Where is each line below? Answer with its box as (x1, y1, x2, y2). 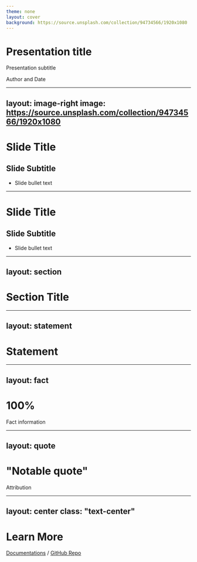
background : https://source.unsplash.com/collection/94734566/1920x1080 (6, 19, 188, 25)
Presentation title (6, 45, 92, 58)
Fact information (6, 418, 46, 425)
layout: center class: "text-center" (6, 507, 135, 517)
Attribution (6, 484, 32, 491)
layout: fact (6, 375, 49, 385)
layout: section (6, 267, 62, 277)
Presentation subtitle (6, 64, 56, 71)
